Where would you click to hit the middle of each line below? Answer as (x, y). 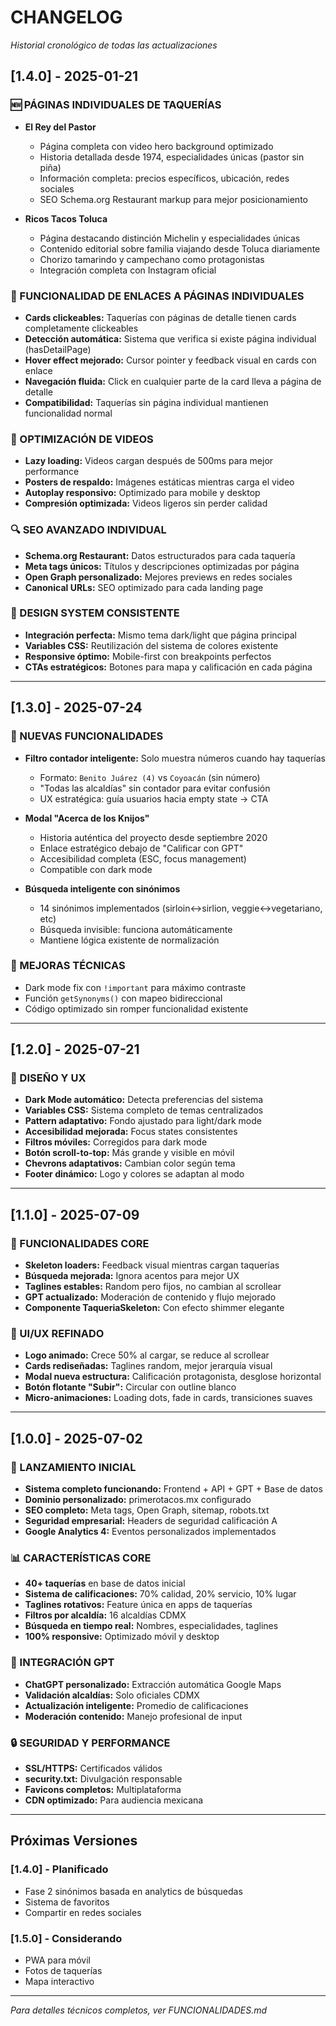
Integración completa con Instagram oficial (128, 270)
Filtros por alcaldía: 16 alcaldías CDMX (105, 1615)
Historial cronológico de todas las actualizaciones (114, 45)
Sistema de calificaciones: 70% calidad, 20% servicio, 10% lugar (160, 1594)
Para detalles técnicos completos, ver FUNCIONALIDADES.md (139, 2010)
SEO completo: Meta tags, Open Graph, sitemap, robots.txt (147, 1510)
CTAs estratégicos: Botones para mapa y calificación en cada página (168, 667)
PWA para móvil (58, 1960)
